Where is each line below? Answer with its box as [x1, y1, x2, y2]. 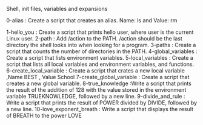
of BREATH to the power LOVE [6, 112, 82, 119]
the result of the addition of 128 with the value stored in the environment [6, 86, 187, 93]
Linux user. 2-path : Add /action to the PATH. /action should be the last [6, 35, 183, 42]
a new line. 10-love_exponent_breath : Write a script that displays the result [6, 106, 194, 112]
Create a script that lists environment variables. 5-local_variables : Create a [6, 54, 194, 61]
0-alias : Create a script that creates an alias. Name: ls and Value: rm [6, 17, 178, 24]
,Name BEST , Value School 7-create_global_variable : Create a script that [6, 74, 190, 80]
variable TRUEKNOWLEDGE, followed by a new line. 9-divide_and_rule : [6, 93, 185, 100]
